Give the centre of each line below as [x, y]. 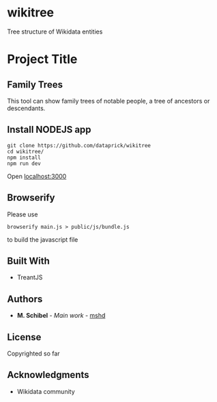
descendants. [26, 108]
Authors [25, 299]
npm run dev [24, 163]
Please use [23, 214]
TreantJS [30, 277]
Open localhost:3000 [37, 176]
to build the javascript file [43, 239]
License [24, 337]
